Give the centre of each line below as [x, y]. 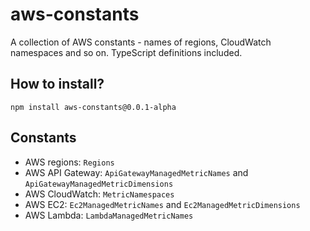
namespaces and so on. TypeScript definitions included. [126, 52]
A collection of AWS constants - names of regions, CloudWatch [141, 42]
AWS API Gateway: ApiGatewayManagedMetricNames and [136, 172]
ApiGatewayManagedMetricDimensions [99, 184]
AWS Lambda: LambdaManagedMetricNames [109, 215]
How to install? [57, 84]
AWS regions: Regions [69, 162]
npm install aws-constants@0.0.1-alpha [93, 107]
